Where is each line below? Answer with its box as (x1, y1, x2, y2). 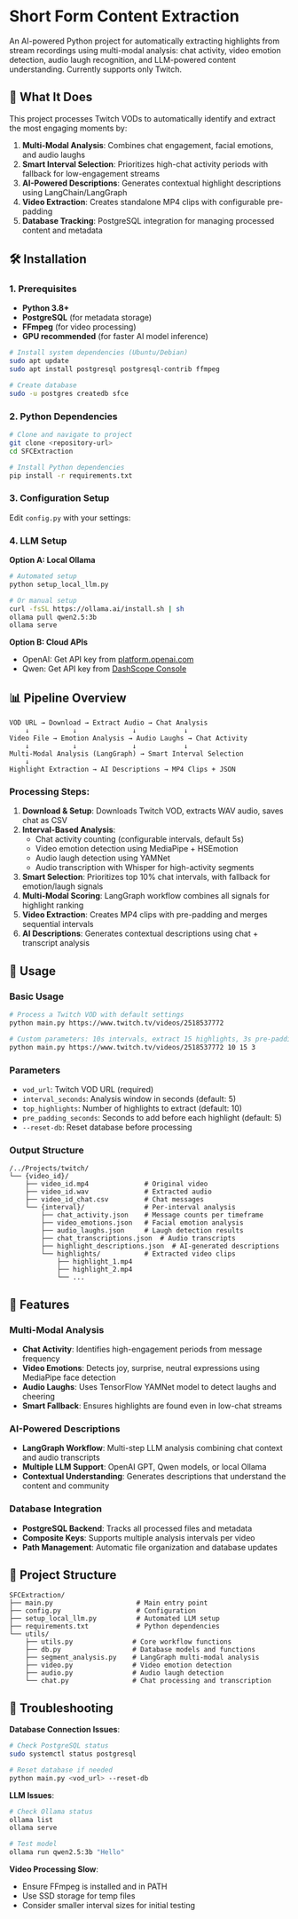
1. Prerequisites (9, 282, 77, 295)
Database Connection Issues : (9, 1725, 121, 1735)
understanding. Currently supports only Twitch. (9, 64, 182, 75)
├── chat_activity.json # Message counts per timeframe (41, 1210, 264, 1220)
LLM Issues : (9, 1789, 55, 1800)
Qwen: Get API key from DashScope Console (21, 663, 187, 674)
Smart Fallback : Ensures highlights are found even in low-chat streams (21, 1400, 282, 1411)
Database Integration (9, 1503, 102, 1515)
